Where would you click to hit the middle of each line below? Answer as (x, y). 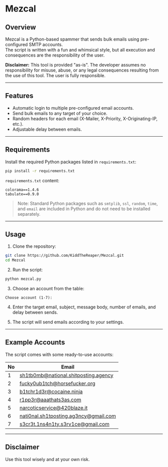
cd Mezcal (15, 260)
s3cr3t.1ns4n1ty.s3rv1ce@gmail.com (65, 424)
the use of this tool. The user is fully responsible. (55, 75)
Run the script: (27, 270)
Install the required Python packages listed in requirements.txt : (71, 162)
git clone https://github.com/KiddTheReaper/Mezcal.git (64, 256)
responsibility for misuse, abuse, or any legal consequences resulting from (82, 70)
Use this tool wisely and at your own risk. (47, 459)
